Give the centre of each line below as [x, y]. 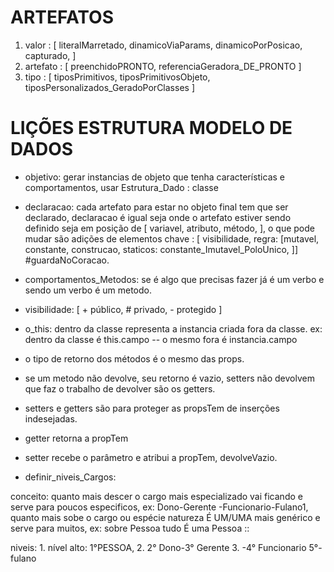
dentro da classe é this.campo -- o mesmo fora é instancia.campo [161, 339]
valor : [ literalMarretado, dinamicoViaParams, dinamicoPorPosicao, [163, 45]
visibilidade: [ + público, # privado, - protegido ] [123, 309]
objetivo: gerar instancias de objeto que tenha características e [154, 177]
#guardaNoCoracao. [67, 260]
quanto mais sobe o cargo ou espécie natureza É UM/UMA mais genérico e [165, 517]
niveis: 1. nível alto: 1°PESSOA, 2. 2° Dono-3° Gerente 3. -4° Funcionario [158, 547]
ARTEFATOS [62, 17]
